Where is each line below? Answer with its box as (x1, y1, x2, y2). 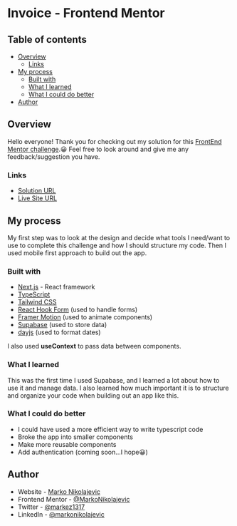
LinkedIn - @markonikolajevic (17, 510, 105, 518)
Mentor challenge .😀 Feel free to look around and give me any (7, 145, 189, 153)
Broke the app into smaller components (17, 433, 134, 441)
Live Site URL (17, 194, 58, 202)
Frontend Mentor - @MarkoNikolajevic (17, 495, 130, 503)
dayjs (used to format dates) (17, 328, 101, 336)
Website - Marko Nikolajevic (17, 487, 101, 496)
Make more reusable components (17, 440, 117, 448)
